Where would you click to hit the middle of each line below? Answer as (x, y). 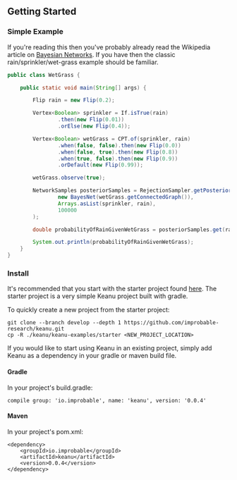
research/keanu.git (36, 329)
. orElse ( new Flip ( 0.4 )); (94, 126)
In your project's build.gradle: (50, 388)
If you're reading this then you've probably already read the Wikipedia (109, 47)
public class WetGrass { (44, 75)
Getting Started (42, 12)
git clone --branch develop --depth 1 (64, 323)
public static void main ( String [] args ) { (83, 87)
